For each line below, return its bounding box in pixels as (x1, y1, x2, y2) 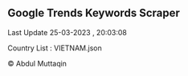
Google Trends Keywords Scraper (7, 6, 180, 20)
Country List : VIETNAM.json (7, 43, 102, 53)
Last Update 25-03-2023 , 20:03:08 (7, 27, 128, 37)
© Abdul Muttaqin (7, 58, 67, 68)
